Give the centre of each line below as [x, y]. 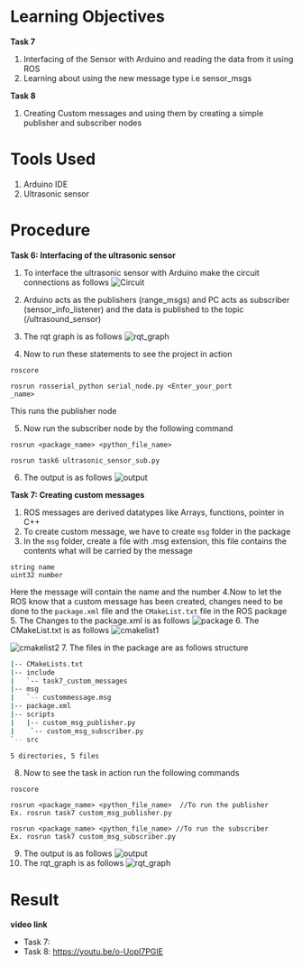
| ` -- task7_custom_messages [69, 681]
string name [32, 567]
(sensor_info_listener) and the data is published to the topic [133, 309]
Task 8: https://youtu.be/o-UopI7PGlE [93, 952]
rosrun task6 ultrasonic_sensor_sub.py [85, 460]
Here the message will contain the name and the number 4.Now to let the [146, 592]
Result [35, 900]
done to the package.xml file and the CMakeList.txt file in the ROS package [149, 611]
